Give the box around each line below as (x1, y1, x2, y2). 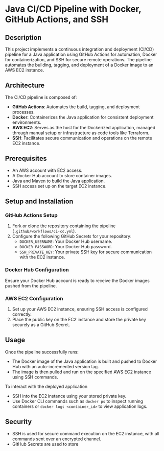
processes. (12, 109, 35, 115)
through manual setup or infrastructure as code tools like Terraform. (12, 130, 150, 136)
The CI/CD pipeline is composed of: (5, 94, 77, 100)
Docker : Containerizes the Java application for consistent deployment (12, 114, 154, 120)
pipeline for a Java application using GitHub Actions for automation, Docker (5, 51, 158, 57)
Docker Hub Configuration (5, 266, 69, 273)
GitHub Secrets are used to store (12, 441, 79, 447)
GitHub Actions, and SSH (5, 14, 109, 25)
